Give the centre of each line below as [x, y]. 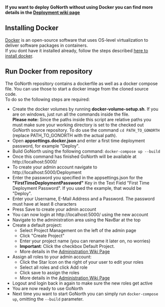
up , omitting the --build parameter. [48, 299]
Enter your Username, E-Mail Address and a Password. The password [83, 199]
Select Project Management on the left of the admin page [78, 230]
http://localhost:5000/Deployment [47, 172]
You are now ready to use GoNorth [47, 288]
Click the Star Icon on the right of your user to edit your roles [82, 262]
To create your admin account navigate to [55, 167]
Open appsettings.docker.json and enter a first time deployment [79, 141]
